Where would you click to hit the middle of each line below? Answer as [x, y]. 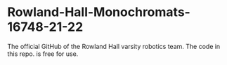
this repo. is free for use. [43, 54]
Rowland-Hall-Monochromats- [99, 12]
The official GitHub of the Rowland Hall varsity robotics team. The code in [114, 46]
